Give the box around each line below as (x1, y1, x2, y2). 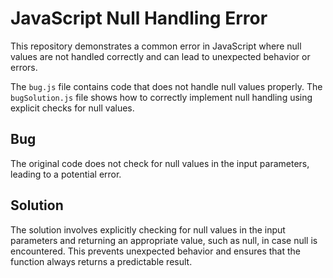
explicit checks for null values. (10, 102, 135, 114)
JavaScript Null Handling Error (10, 7, 268, 30)
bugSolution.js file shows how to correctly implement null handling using (10, 91, 313, 103)
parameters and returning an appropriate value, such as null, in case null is (10, 234, 318, 246)
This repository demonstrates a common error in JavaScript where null (10, 40, 302, 52)
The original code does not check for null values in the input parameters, (10, 157, 310, 169)
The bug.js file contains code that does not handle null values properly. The (10, 80, 323, 92)
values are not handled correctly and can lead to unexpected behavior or (10, 50, 311, 62)
